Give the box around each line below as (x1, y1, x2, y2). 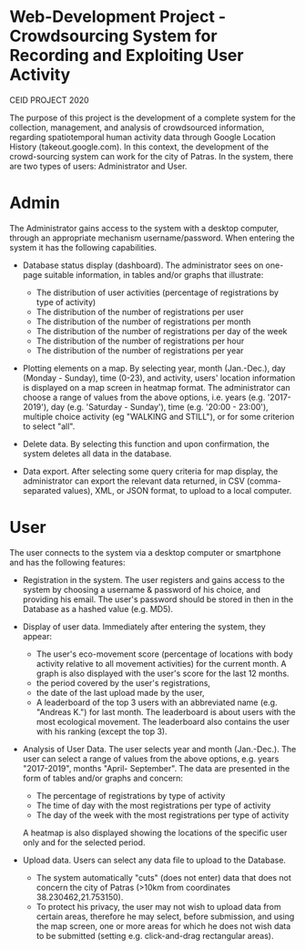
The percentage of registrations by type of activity (36, 790, 226, 801)
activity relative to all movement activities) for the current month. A (36, 658, 287, 669)
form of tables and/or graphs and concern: (22, 772, 184, 783)
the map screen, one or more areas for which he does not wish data (36, 920, 291, 931)
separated (22, 485, 62, 495)
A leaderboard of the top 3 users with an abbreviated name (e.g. (36, 697, 278, 708)
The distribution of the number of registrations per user (36, 306, 244, 317)
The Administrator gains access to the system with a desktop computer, (9, 222, 280, 233)
